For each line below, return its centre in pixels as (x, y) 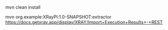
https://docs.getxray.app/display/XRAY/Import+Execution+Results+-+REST (84, 22)
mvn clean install (23, 7)
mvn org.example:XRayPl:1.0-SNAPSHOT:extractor (59, 17)
